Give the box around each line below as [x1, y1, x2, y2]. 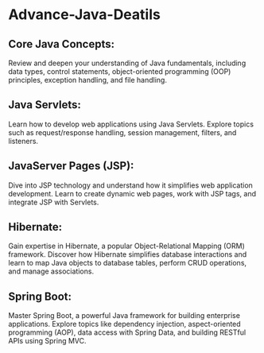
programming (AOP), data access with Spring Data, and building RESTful [8, 328, 247, 337]
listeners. [8, 136, 38, 145]
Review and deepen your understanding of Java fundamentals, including [8, 58, 247, 68]
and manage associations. [8, 266, 94, 276]
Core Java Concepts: [8, 37, 115, 51]
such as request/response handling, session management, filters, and [8, 127, 237, 137]
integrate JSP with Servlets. [8, 197, 99, 207]
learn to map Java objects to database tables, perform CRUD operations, [8, 258, 247, 268]
